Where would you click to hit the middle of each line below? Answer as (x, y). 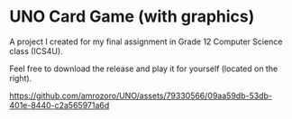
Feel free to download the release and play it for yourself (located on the (144, 69)
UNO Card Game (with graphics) (132, 17)
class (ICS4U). (36, 50)
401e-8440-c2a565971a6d (59, 105)
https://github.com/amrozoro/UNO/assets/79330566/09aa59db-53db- (141, 96)
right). (21, 78)
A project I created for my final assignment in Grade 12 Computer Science (146, 41)
